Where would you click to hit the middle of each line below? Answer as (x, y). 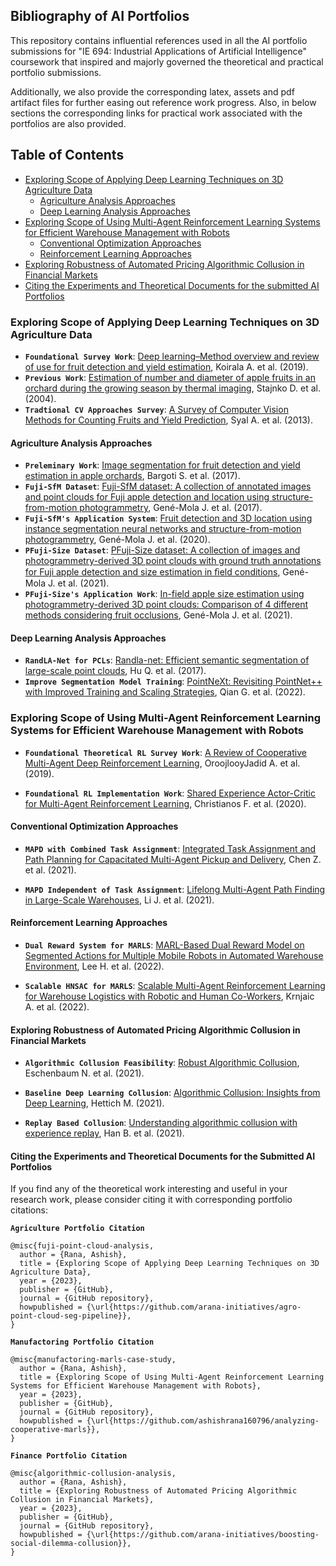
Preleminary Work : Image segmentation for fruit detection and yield (162, 465)
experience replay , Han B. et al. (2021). (104, 1133)
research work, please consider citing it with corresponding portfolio (151, 1200)
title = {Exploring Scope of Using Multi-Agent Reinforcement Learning (172, 1377)
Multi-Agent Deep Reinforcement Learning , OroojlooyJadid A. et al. (162, 763)
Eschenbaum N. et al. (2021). (84, 1073)
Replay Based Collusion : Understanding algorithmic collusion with (161, 1123)
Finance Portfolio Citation (69, 1456)
